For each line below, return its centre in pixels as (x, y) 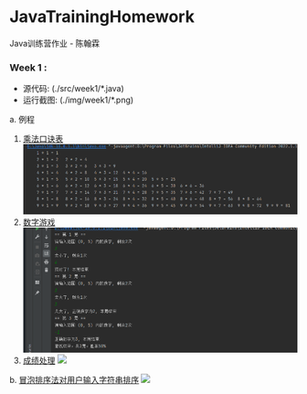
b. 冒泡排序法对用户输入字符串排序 (74, 380)
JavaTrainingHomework (102, 17)
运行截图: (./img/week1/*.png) (78, 100)
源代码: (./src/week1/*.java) (74, 89)
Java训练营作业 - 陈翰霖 (55, 43)
